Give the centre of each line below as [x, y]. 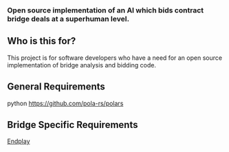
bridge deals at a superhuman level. [68, 19]
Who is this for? [42, 41]
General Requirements [56, 87]
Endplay [19, 141]
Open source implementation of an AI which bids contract [106, 10]
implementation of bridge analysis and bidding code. [82, 65]
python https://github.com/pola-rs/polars [65, 103]
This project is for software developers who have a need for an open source [115, 58]
